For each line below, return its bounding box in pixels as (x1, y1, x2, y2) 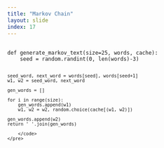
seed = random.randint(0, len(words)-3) (20, 55, 139, 63)
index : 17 (7, 23, 36, 30)
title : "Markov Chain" (7, 10, 74, 18)
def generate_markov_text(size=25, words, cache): (7, 50, 158, 57)
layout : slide (7, 17, 49, 24)
